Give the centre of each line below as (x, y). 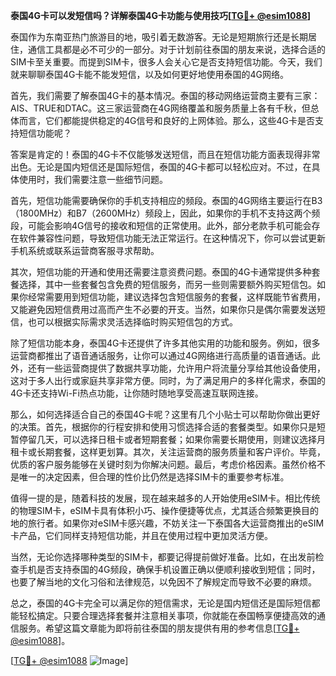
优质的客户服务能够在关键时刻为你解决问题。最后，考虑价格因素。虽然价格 (163, 464)
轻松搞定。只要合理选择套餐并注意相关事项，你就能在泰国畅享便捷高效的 (167, 615)
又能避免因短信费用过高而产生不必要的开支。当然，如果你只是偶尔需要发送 (163, 309)
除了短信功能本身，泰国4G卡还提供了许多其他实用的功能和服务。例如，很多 (165, 343)
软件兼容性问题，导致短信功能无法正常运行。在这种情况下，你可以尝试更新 (172, 238)
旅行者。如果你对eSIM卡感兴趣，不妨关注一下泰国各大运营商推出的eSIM (176, 523)
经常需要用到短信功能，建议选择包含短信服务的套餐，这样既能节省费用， (176, 297)
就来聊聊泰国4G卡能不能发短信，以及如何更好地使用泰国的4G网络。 (149, 74)
